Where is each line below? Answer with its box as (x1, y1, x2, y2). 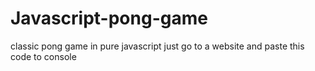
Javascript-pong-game (10, 7, 208, 30)
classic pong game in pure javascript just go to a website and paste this (10, 40, 305, 52)
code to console (10, 50, 77, 62)
